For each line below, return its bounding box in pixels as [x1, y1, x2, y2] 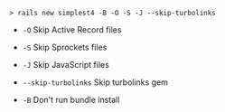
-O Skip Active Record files [22, 24, 122, 35]
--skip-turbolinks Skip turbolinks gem [22, 77, 169, 88]
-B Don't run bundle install [22, 95, 120, 105]
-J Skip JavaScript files [22, 60, 110, 70]
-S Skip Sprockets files [22, 42, 108, 52]
